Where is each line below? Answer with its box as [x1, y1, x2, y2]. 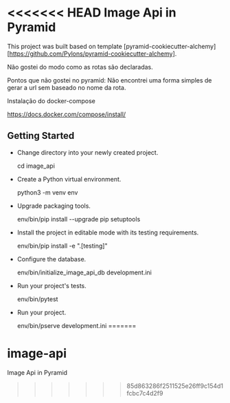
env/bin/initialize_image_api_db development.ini [16, 268, 152, 276]
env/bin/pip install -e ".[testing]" [16, 241, 108, 250]
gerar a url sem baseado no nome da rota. [7, 83, 126, 91]
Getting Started [7, 130, 75, 142]
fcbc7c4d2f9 [126, 389, 163, 397]
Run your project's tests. [16, 281, 87, 290]
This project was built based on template [7, 42, 122, 50]
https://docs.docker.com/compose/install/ [7, 110, 126, 118]
